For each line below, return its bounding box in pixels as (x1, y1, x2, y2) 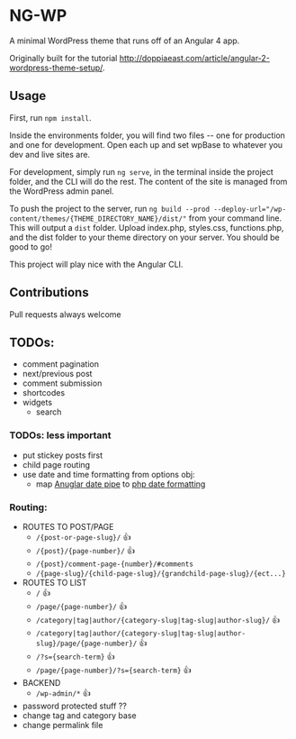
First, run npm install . (9, 112, 92, 123)
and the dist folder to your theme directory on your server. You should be (9, 232, 281, 242)
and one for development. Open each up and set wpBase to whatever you (9, 139, 283, 150)
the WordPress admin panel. (9, 186, 114, 196)
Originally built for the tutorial (9, 52, 118, 63)
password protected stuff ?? (22, 700, 128, 711)
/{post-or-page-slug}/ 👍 (35, 531, 131, 542)
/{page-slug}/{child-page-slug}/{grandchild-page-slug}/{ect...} (35, 569, 286, 578)
